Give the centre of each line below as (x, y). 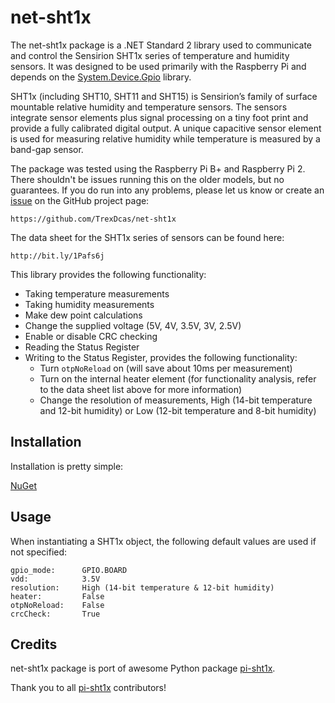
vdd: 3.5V (55, 579)
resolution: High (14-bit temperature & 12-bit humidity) (142, 587)
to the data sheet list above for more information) (141, 389)
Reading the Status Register (82, 347)
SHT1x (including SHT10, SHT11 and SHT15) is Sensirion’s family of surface (164, 96)
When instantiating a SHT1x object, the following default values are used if (163, 541)
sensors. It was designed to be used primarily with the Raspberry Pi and (158, 66)
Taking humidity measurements (89, 304)
